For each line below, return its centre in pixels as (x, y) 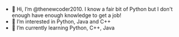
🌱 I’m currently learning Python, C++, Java (63, 28)
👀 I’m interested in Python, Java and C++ (61, 21)
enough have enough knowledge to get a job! (66, 15)
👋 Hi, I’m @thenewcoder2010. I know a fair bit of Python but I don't (92, 9)
